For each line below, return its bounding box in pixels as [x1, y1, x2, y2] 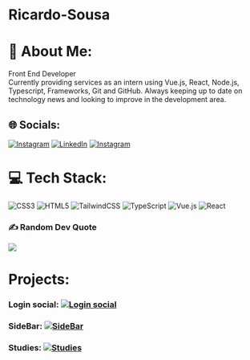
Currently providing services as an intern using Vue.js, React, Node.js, [8, 78, 240, 88]
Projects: [8, 271, 70, 288]
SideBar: [8, 321, 42, 332]
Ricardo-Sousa [8, 6, 111, 24]
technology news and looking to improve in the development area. [8, 95, 227, 104]
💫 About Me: [8, 43, 93, 61]
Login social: [8, 299, 59, 310]
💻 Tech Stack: [8, 169, 107, 187]
